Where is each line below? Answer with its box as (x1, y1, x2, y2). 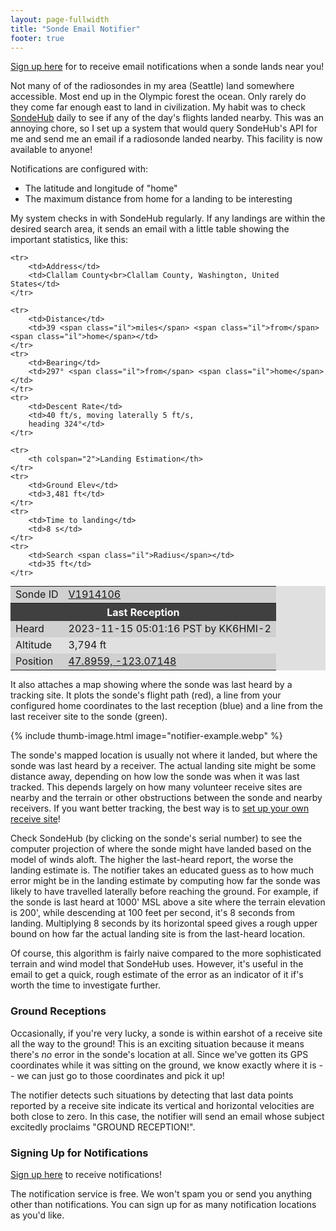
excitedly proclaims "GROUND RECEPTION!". (10, 1121, 196, 1133)
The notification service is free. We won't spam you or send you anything (10, 1187, 313, 1200)
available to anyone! (10, 144, 93, 156)
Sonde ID (15, 587, 59, 601)
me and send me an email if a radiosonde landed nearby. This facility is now (10, 133, 323, 145)
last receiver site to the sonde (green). (10, 711, 168, 723)
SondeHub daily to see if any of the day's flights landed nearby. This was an (10, 112, 325, 124)
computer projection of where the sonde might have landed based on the (10, 843, 312, 855)
